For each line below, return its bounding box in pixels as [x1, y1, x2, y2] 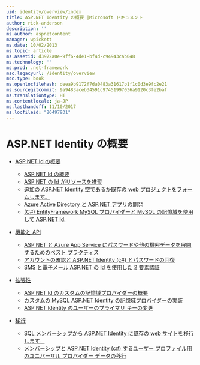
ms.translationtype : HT [6, 92, 66, 98]
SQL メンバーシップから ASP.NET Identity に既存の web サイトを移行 [23, 330, 195, 337]
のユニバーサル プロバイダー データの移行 [23, 352, 127, 360]
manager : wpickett [6, 37, 52, 43]
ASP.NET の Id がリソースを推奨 [23, 178, 103, 186]
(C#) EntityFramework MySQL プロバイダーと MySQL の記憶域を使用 [23, 208, 193, 216]
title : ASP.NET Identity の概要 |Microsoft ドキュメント [6, 14, 143, 20]
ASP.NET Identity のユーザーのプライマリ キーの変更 [23, 304, 153, 312]
